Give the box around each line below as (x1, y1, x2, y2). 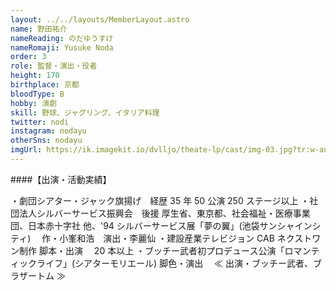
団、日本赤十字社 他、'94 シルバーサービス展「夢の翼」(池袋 (10, 219, 260, 231)
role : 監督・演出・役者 (10, 61, 98, 71)
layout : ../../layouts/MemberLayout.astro (10, 14, 190, 25)
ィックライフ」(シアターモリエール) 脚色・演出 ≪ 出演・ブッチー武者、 (10, 257, 314, 269)
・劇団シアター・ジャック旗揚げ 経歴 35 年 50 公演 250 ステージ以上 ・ (10, 194, 310, 206)
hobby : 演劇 (10, 98, 57, 108)
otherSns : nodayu (10, 136, 83, 146)
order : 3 (10, 52, 47, 62)
